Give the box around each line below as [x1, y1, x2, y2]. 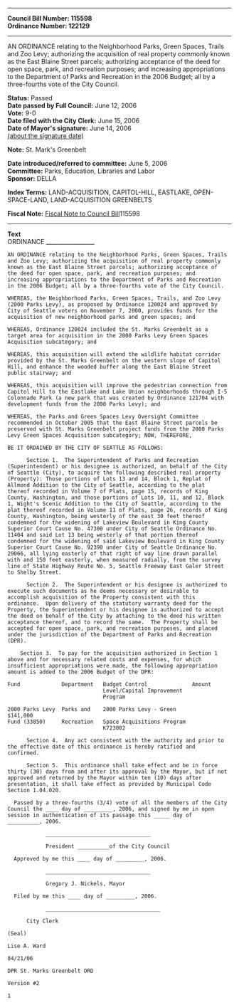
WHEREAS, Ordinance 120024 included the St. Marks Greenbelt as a [7, 326, 208, 333]
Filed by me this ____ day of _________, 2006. [14, 893, 158, 900]
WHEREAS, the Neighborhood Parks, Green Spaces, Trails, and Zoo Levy [7, 295, 221, 302]
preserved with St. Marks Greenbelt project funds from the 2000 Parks [7, 426, 224, 433]
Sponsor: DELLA [7, 174, 57, 182]
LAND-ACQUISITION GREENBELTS [50, 196, 152, 204]
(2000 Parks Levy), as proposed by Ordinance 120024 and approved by [7, 301, 218, 308]
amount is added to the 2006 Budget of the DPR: [7, 668, 154, 675]
